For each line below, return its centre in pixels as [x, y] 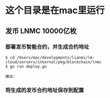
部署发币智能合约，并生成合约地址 [47, 46]
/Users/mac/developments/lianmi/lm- [56, 57]
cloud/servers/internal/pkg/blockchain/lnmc [53, 62]
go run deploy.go [28, 66]
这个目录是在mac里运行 [55, 10]
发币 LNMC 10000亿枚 [41, 31]
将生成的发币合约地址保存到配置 [45, 90]
